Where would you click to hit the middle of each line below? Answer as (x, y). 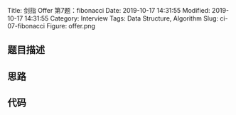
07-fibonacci (26, 26)
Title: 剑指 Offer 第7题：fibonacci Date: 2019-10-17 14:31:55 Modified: (109, 10)
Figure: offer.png (71, 26)
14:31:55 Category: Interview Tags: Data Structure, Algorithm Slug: (122, 18)
